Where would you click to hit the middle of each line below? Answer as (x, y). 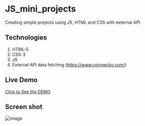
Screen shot (24, 107)
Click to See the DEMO (28, 92)
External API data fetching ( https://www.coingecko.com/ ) (69, 64)
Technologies (26, 38)
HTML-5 (20, 49)
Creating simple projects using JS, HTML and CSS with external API (73, 22)
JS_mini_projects (40, 9)
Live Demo (21, 80)
